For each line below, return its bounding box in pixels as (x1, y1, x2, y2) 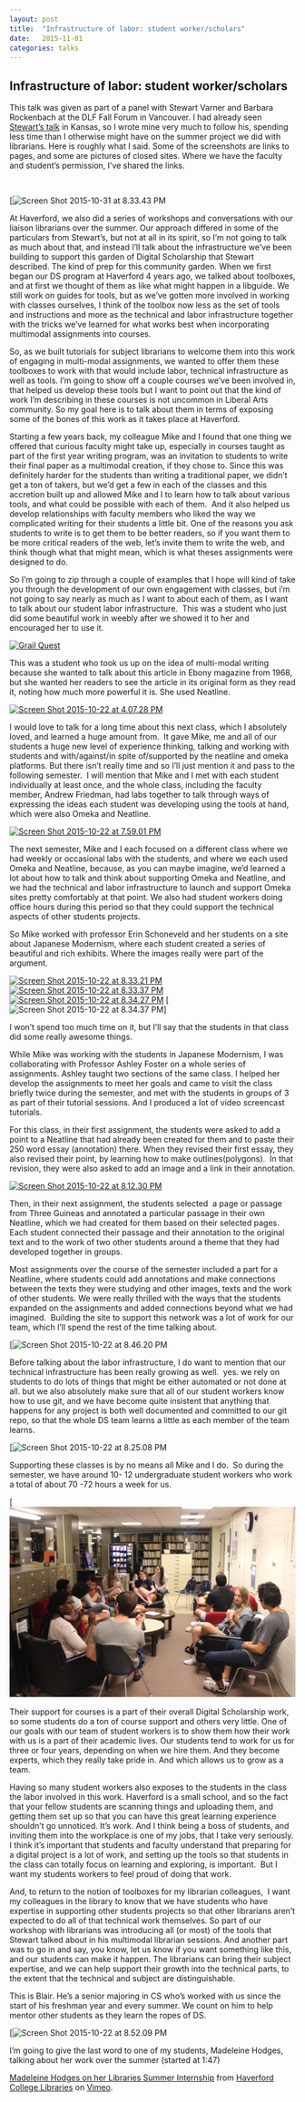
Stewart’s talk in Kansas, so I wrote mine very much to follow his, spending (9, 122, 289, 133)
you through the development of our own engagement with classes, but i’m (9, 584, 290, 594)
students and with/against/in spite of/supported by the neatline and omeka (9, 751, 289, 761)
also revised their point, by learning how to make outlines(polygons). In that (9, 1154, 293, 1164)
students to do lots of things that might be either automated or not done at (9, 1376, 287, 1388)
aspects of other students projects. (9, 911, 141, 922)
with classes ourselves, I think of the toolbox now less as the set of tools (9, 300, 280, 310)
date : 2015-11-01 (9, 34, 84, 43)
